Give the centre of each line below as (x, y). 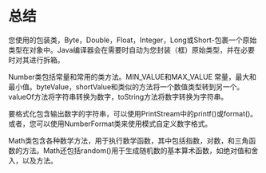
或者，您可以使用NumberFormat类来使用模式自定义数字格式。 (110, 124)
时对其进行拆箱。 (36, 60)
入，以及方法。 (33, 160)
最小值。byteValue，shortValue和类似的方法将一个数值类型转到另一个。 (126, 86)
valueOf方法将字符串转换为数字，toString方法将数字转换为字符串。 (118, 96)
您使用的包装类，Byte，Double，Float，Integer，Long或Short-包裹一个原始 (133, 40)
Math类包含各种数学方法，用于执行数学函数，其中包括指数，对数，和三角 (129, 140)
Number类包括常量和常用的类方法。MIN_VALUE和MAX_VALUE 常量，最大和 (133, 77)
